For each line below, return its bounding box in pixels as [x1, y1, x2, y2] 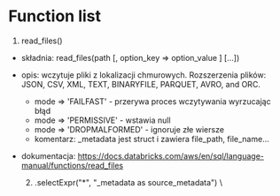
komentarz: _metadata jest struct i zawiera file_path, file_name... [34, 133, 269, 144]
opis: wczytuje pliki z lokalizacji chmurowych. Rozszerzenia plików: [20, 69, 267, 80]
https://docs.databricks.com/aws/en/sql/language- [77, 150, 265, 161]
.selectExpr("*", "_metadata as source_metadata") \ [34, 177, 223, 187]
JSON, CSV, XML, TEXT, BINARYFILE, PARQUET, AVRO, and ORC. [20, 79, 261, 89]
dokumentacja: [20, 150, 76, 161]
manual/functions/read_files [20, 160, 124, 170]
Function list [8, 6, 102, 26]
